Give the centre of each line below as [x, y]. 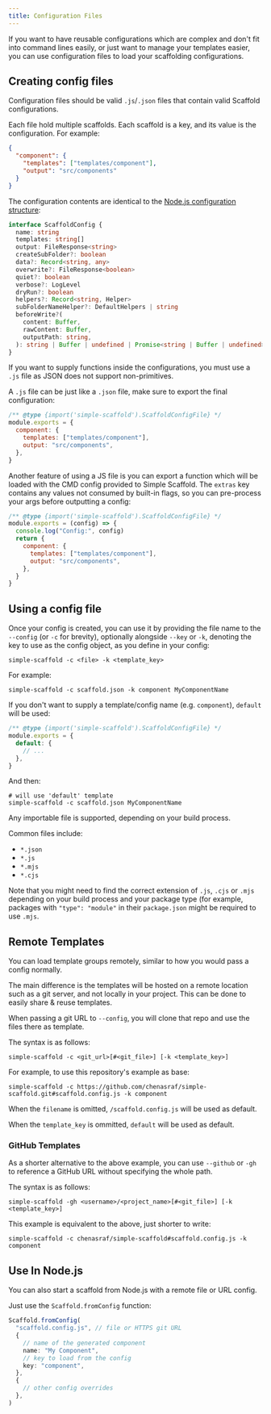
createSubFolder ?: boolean [61, 255]
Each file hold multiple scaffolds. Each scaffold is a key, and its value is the [132, 125]
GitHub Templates [44, 1145]
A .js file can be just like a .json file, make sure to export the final [118, 391]
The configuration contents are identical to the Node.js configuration [122, 201]
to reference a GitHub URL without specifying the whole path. [110, 1172]
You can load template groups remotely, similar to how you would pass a [129, 961]
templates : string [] [50, 240]
